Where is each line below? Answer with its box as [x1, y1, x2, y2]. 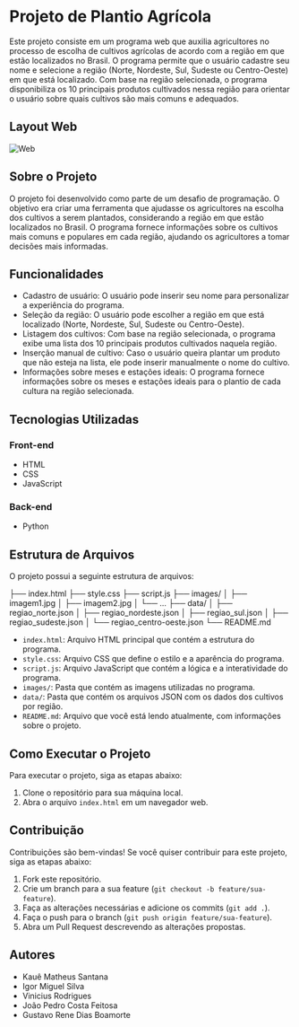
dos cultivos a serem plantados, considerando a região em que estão [9, 212, 264, 223]
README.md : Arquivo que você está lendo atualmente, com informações [21, 711, 282, 722]
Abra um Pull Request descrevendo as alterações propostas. [21, 921, 246, 932]
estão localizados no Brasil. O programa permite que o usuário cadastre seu [9, 55, 290, 66]
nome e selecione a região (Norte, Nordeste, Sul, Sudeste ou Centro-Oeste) [9, 65, 289, 75]
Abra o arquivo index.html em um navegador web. [21, 796, 209, 807]
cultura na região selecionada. [21, 386, 134, 397]
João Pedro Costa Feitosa [21, 999, 118, 1011]
